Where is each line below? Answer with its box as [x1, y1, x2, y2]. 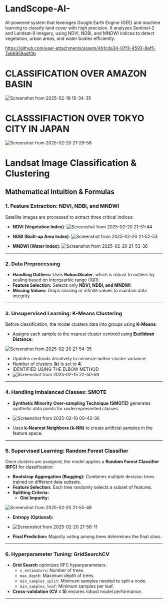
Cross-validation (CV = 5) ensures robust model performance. [12, 589, 142, 595]
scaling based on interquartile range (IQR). [12, 277, 100, 283]
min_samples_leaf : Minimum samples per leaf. [19, 583, 114, 590]
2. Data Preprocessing [5, 260, 60, 267]
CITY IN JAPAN [5, 123, 70, 135]
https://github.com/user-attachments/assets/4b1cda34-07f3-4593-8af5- [5, 45, 156, 51]
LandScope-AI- [5, 3, 70, 14]
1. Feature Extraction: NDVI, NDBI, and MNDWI [5, 203, 119, 210]
